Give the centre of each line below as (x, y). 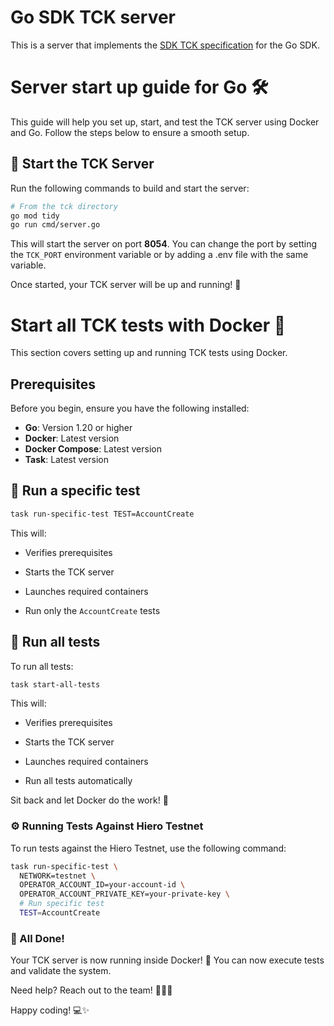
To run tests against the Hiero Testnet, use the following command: (148, 848)
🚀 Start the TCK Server (82, 164)
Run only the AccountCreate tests (92, 610)
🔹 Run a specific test (75, 491)
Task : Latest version (66, 460)
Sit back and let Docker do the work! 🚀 (89, 800)
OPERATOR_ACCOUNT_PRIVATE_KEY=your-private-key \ (124, 894)
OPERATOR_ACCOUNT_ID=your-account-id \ (102, 885)
